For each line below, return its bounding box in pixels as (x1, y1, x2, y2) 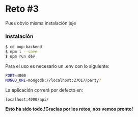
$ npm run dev (5, 54, 36, 59)
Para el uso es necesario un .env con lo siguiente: (5, 63, 109, 69)
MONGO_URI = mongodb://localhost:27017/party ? (5, 78, 101, 83)
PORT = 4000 (5, 73, 26, 78)
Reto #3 (5, 3, 39, 15)
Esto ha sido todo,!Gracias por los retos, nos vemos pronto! (5, 106, 133, 112)
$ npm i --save (5, 49, 38, 54)
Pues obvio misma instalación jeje (5, 20, 76, 26)
